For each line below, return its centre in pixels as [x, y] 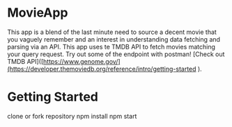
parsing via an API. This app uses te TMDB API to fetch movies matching [111, 46]
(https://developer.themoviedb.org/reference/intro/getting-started [102, 69]
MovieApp [38, 13]
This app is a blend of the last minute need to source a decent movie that [112, 32]
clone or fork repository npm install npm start [72, 116]
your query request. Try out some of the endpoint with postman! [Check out [116, 54]
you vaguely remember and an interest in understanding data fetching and [114, 39]
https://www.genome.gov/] [82, 61]
